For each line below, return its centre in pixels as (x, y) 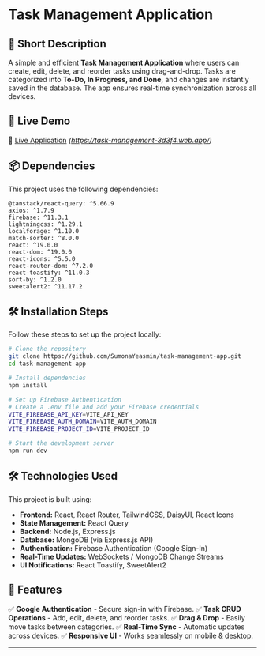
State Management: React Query (74, 522)
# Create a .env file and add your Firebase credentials (104, 407)
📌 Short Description (57, 44)
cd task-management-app (47, 364)
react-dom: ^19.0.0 (40, 252)
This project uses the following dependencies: (83, 189)
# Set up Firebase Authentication (65, 400)
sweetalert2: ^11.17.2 (45, 286)
